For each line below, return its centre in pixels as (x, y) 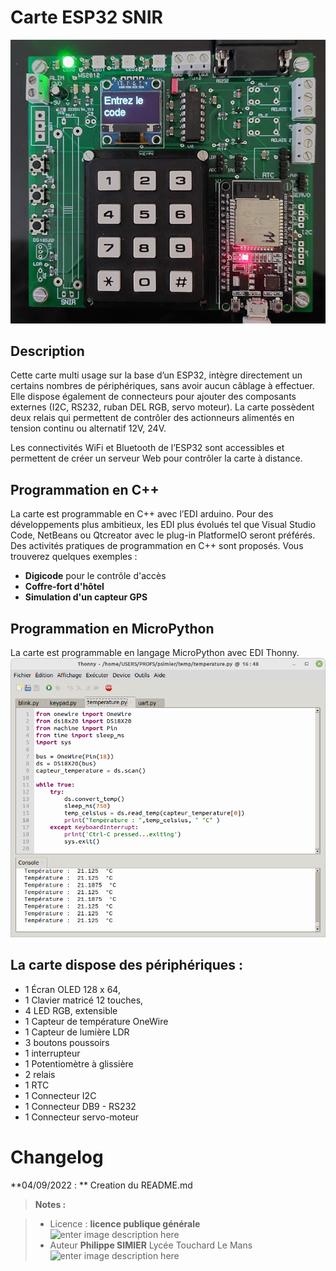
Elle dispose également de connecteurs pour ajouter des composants (153, 397)
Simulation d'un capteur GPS (86, 597)
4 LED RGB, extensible (71, 1010)
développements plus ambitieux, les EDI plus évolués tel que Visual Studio (163, 525)
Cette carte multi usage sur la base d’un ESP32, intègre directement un (156, 375)
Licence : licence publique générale (125, 1223)
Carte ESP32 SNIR (86, 17)
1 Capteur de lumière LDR (77, 1032)
